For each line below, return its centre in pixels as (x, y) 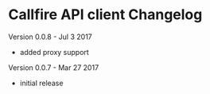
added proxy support (54, 52)
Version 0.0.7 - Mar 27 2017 (54, 67)
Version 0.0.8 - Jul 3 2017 (51, 37)
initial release (41, 83)
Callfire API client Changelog (105, 15)
